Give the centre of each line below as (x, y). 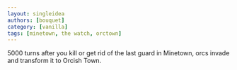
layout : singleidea (36, 14)
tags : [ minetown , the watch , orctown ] (64, 33)
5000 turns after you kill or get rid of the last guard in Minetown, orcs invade (118, 53)
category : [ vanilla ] (38, 27)
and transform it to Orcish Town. (54, 61)
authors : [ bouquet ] (36, 20)
